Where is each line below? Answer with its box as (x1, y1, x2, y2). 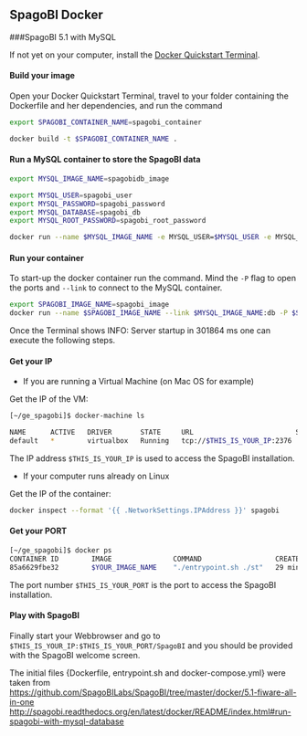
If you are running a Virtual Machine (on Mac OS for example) (22, 376, 254, 387)
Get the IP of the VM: (9, 394, 89, 405)
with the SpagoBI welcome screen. (9, 649, 141, 660)
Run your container (9, 252, 84, 263)
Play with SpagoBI (9, 610, 80, 621)
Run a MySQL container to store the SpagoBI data (9, 154, 201, 165)
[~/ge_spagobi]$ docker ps (9, 546, 112, 555)
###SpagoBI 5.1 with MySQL (9, 31, 117, 42)
